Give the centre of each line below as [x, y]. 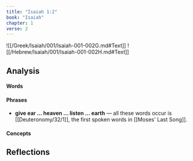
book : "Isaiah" [25, 17]
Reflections [28, 152]
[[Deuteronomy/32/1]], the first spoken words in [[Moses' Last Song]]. [101, 120]
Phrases [17, 100]
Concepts [19, 133]
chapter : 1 [20, 23]
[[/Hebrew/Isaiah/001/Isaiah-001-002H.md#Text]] [68, 52]
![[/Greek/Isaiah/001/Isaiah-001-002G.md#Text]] [66, 46]
